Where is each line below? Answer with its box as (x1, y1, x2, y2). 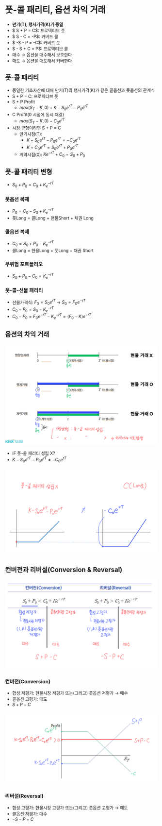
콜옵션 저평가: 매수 (12, 810, 48, 816)
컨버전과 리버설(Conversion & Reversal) (5, 565, 123, 573)
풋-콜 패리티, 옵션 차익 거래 (5, 4, 106, 16)
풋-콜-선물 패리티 (5, 287, 43, 294)
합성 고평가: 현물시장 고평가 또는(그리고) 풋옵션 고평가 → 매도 (12, 805, 128, 810)
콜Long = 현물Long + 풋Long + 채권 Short (12, 247, 94, 253)
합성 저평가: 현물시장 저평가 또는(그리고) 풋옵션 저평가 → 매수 (12, 690, 128, 696)
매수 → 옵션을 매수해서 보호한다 (12, 51, 72, 57)
